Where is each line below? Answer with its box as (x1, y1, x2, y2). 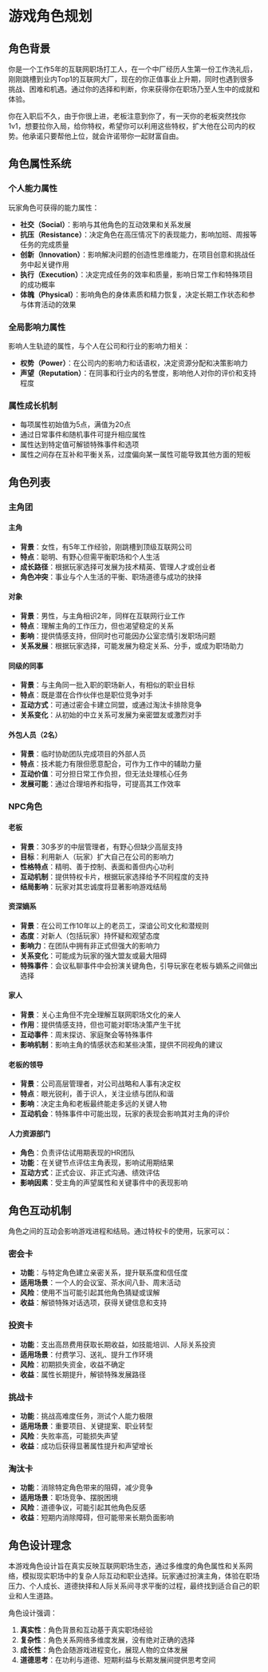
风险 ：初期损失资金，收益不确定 (19, 1359, 125, 1369)
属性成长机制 (8, 400, 58, 411)
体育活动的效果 (26, 299, 77, 309)
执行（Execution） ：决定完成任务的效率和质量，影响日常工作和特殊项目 (19, 269, 254, 279)
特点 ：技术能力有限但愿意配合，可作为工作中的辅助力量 (19, 759, 202, 768)
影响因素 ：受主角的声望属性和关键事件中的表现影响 (19, 1178, 188, 1187)
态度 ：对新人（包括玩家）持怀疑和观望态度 (19, 931, 160, 940)
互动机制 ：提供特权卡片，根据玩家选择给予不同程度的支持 (19, 872, 209, 881)
